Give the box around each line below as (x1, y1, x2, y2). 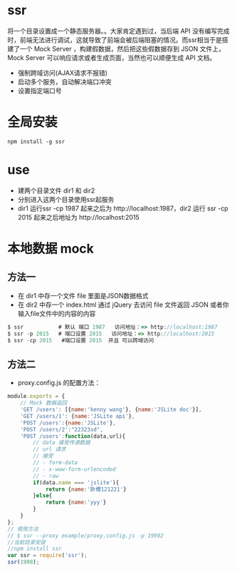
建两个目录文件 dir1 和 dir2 (17, 186, 95, 195)
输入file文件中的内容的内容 (17, 309, 96, 317)
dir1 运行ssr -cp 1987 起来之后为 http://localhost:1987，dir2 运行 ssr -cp (17, 204, 229, 213)
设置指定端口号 (17, 86, 62, 95)
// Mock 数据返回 (20, 399, 68, 407)
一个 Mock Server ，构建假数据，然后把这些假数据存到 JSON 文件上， (19, 44, 226, 53)
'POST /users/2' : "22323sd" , (20, 426, 103, 433)
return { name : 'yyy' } (45, 499, 107, 506)
